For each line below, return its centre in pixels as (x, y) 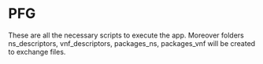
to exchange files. (37, 52)
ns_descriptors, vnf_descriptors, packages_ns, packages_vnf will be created (132, 43)
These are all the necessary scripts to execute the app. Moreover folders (126, 35)
